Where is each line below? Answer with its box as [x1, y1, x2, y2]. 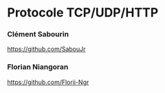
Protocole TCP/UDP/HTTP [7, 5, 159, 21]
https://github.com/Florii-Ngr [7, 78, 89, 86]
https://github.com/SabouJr [7, 45, 86, 53]
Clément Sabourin [7, 30, 69, 39]
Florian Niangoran [7, 62, 69, 72]
